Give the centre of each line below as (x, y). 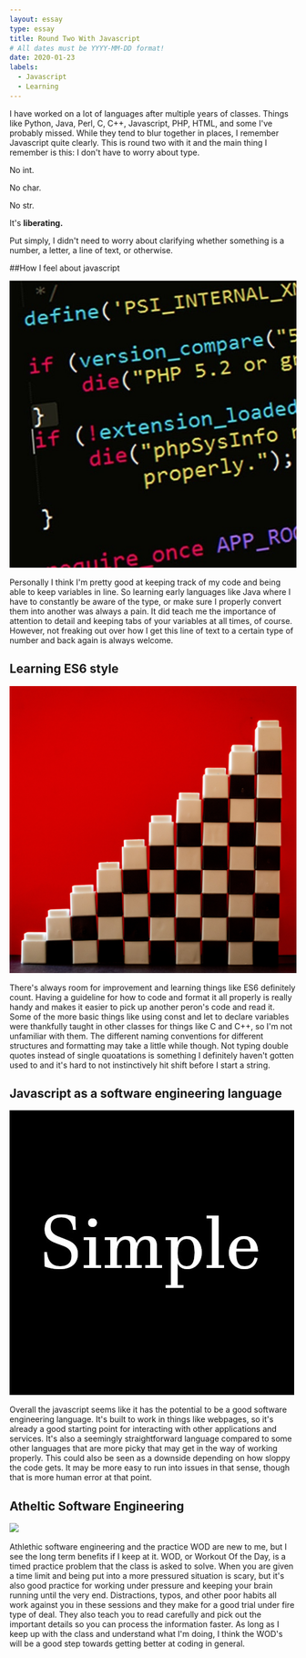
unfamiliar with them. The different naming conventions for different (137, 1036)
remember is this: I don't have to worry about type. (105, 152)
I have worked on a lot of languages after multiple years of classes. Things (149, 113)
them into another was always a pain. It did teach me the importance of (143, 611)
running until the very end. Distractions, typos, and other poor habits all (143, 1595)
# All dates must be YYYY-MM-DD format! (87, 48)
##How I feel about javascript (65, 268)
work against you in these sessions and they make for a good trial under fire (152, 1605)
